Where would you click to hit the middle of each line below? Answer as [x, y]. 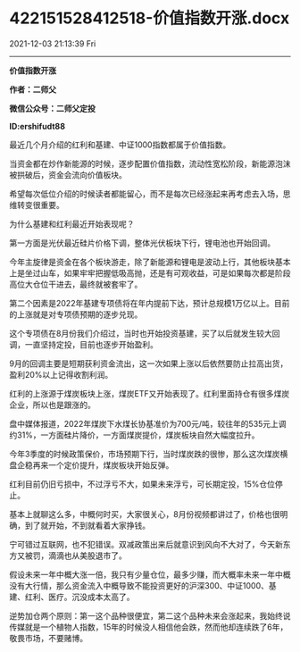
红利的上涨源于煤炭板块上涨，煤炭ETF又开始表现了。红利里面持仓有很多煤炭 [150, 393]
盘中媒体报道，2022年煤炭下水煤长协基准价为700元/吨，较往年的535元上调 [148, 423]
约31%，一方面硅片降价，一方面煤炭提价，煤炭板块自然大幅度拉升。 [135, 435]
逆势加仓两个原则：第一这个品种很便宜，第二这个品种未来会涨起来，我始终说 [150, 615]
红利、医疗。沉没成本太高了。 [79, 597]
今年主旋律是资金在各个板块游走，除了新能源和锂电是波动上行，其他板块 [142, 262]
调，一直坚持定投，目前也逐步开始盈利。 [83, 344]
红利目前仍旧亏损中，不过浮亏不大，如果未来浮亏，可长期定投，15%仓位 [142, 484]
